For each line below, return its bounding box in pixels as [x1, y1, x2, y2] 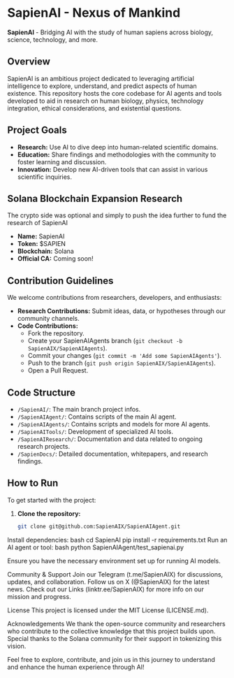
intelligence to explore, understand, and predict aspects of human [7, 82, 197, 90]
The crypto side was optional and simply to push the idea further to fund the [7, 211, 227, 219]
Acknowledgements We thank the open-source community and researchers [7, 619, 226, 628]
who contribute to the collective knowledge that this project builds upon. [7, 627, 216, 635]
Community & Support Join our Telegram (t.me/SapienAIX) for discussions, [7, 570, 224, 578]
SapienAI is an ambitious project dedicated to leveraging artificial [7, 74, 194, 82]
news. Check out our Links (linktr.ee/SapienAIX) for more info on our [7, 585, 204, 593]
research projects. [17, 442, 71, 450]
